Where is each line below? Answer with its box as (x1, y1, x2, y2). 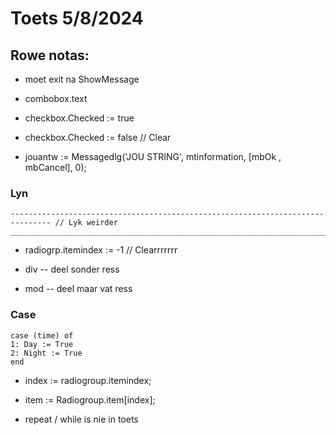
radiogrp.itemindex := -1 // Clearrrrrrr (24, 244, 178, 256)
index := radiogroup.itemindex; (24, 374, 152, 386)
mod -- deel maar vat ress (24, 283, 133, 295)
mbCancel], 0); (24, 162, 87, 173)
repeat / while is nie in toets (24, 413, 139, 425)
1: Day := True (10, 339, 74, 349)
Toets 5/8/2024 (10, 7, 144, 30)
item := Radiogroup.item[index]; (24, 393, 156, 406)
